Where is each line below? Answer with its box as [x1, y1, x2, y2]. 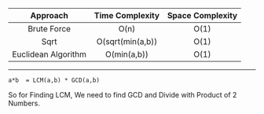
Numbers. [8, 98, 41, 108]
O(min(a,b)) [104, 49, 149, 60]
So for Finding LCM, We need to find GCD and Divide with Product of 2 [8, 90, 237, 99]
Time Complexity [93, 10, 159, 20]
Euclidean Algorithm [12, 49, 87, 60]
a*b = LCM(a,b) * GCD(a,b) [8, 76, 101, 84]
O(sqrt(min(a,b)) [96, 36, 158, 46]
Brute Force [27, 24, 71, 34]
